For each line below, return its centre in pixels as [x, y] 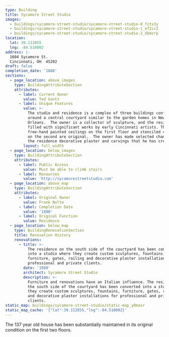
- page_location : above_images [43, 80]
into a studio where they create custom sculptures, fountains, [96, 254]
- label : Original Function [48, 216]
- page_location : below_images [43, 151]
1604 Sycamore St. [29, 57]
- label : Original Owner [45, 197]
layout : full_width [44, 146]
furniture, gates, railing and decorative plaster [82, 259]
